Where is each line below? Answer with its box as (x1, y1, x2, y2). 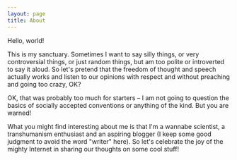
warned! (7, 109, 32, 117)
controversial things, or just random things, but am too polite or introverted (7, 57, 225, 66)
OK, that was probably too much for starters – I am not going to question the (7, 93, 230, 102)
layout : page (7, 10, 46, 18)
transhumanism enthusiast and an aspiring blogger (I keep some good (7, 130, 212, 138)
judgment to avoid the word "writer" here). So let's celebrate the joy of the (7, 137, 224, 145)
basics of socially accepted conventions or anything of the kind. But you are (7, 101, 229, 109)
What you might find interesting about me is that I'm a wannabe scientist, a (7, 122, 225, 130)
